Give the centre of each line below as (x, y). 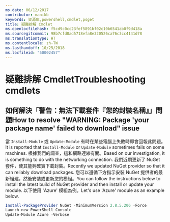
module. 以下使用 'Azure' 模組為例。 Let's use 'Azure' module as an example (85, 190)
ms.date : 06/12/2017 (27, 10)
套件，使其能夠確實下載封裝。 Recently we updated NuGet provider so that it (85, 165)
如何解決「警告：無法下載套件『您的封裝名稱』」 (81, 111)
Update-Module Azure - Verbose (37, 215)
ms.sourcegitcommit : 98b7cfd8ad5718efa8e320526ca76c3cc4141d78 (74, 34)
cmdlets (23, 90)
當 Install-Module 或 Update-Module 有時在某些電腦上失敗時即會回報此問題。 (86, 141)
